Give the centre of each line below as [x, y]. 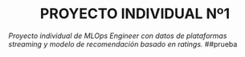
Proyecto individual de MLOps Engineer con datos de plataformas [118, 36]
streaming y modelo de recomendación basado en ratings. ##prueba [123, 44]
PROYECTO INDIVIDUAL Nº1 [135, 14]
